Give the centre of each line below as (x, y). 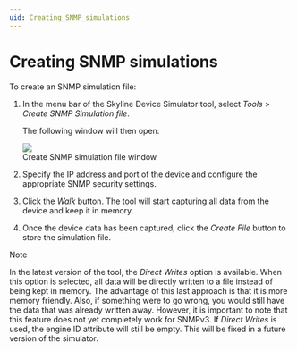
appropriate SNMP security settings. (89, 183)
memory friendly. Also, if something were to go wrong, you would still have (147, 300)
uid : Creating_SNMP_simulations (69, 17)
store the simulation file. (67, 237)
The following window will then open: (91, 130)
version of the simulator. (54, 338)
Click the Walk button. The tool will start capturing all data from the (146, 201)
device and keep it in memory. (78, 210)
